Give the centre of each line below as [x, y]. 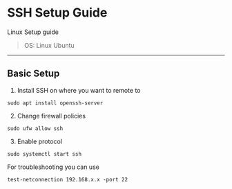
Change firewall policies [51, 116]
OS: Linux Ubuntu [49, 45]
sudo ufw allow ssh [35, 128]
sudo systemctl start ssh [44, 154]
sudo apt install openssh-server [55, 103]
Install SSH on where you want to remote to [79, 90]
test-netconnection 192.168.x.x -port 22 [68, 179]
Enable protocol [40, 141]
